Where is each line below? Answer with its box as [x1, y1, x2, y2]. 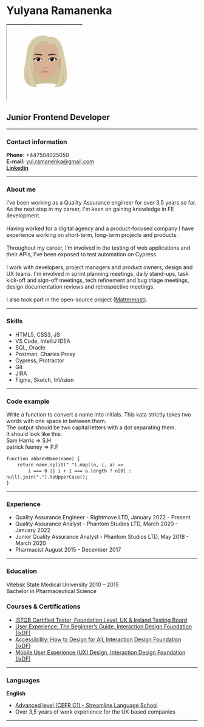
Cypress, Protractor [15, 357, 65, 364]
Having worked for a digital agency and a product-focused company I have [6, 225, 194, 232]
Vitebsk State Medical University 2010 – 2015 [6, 581, 120, 588]
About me [6, 185, 36, 194]
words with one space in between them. [6, 417, 107, 424]
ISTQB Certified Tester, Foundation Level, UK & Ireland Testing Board [15, 616, 188, 623]
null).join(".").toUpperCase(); [6, 474, 88, 480]
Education [6, 567, 38, 575]
